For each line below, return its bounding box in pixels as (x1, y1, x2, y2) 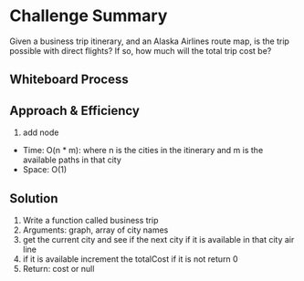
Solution (9, 191, 58, 206)
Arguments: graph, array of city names (22, 224, 169, 235)
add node (22, 127, 59, 138)
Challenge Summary (9, 5, 168, 26)
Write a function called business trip (22, 214, 159, 225)
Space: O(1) (22, 164, 68, 175)
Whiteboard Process (9, 72, 130, 88)
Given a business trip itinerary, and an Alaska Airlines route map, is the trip (9, 36, 290, 47)
